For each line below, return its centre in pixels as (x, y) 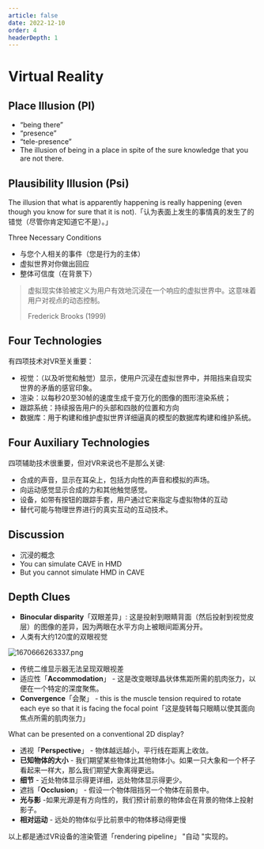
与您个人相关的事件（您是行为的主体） (82, 254)
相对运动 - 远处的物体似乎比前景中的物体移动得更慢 (103, 820)
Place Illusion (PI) (52, 106)
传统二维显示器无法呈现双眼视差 (72, 669)
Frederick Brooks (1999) (67, 316)
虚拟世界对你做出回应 (54, 264)
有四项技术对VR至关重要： (51, 361)
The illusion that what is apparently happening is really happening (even (125, 203)
